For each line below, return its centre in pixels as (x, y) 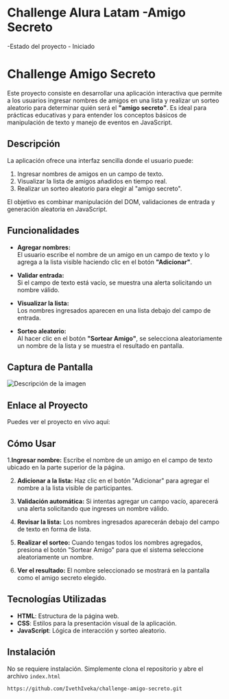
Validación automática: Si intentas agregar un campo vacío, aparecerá (118, 501)
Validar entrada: (40, 275)
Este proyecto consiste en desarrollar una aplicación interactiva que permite (115, 93)
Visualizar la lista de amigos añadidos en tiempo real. (92, 181)
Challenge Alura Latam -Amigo (97, 13)
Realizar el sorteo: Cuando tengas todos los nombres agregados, (110, 542)
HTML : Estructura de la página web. (68, 616)
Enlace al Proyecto (48, 405)
